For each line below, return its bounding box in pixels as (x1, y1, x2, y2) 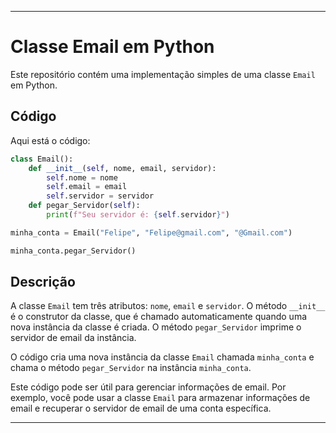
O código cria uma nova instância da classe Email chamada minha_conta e (10, 351, 315, 363)
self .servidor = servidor (46, 191, 155, 201)
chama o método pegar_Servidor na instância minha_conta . (10, 362, 252, 374)
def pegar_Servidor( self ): (28, 201, 141, 211)
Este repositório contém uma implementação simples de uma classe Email (10, 68, 316, 80)
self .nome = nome (46, 172, 118, 183)
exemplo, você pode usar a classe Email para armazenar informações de (10, 392, 311, 404)
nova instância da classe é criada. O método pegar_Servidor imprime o (10, 321, 302, 333)
